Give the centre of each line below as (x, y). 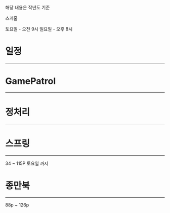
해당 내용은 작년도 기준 (28, 7)
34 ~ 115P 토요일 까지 (27, 163)
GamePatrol (31, 81)
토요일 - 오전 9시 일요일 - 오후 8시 (39, 29)
